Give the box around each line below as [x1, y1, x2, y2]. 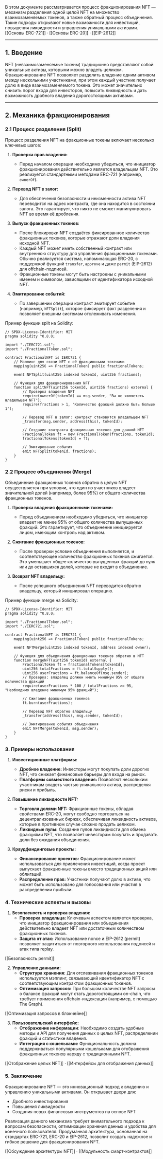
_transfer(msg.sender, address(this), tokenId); [22, 419, 123, 424]
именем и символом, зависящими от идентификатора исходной [19, 276, 153, 282]
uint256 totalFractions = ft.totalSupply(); [22, 666, 114, 671]
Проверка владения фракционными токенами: [12, 504, 113, 510]
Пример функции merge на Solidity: [5, 597, 78, 603]
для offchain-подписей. [19, 266, 68, 272]
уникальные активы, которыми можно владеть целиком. [5, 67, 123, 73]
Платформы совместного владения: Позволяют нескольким [19, 776, 148, 783]
